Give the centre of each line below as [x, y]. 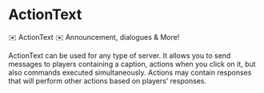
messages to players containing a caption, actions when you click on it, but [132, 64]
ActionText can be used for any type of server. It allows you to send [120, 55]
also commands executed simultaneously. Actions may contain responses [130, 72]
